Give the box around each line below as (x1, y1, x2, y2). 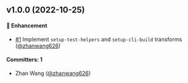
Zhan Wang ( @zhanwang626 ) (15, 70, 91, 77)
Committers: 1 (6, 56, 43, 63)
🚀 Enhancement (6, 21, 48, 29)
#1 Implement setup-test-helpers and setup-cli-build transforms (15, 35, 183, 43)
